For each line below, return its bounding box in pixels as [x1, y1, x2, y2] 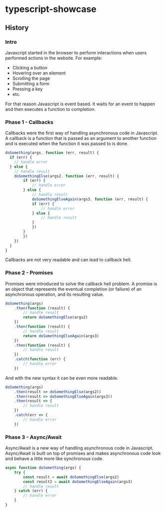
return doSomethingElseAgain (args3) [23, 333, 99, 338]
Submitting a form [12, 80, 50, 86]
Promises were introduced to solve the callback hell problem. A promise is [5, 281, 158, 287]
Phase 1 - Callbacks [5, 118, 54, 125]
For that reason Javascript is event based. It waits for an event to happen [5, 101, 156, 107]
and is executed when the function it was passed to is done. [5, 141, 129, 147]
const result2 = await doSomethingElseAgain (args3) [23, 479, 133, 484]
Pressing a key [12, 86, 43, 92]
